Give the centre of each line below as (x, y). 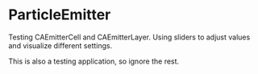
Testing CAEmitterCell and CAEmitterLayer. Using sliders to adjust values (129, 37)
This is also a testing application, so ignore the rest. (94, 61)
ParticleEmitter (60, 15)
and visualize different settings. (60, 45)
